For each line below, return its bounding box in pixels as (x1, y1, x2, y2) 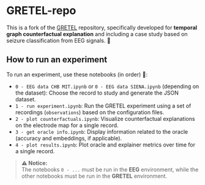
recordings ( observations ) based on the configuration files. (15, 108, 165, 116)
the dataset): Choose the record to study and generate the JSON (15, 89, 179, 96)
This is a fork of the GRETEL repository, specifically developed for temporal (6, 24, 198, 31)
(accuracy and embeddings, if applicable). (15, 134, 122, 142)
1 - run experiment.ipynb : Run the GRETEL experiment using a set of (15, 102, 192, 109)
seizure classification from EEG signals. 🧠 (6, 37, 111, 44)
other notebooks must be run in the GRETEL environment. (21, 172, 167, 180)
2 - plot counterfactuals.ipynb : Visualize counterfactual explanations (15, 115, 195, 122)
